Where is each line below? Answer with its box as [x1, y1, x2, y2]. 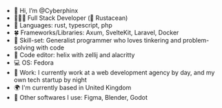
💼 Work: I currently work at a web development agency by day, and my [13, 69, 215, 76]
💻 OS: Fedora [13, 58, 54, 67]
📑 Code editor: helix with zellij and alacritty [13, 51, 135, 58]
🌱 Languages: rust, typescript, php [13, 21, 112, 29]
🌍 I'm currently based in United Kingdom [13, 83, 132, 91]
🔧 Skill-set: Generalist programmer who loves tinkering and [13, 36, 181, 44]
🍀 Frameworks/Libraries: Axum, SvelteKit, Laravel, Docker [13, 28, 179, 36]
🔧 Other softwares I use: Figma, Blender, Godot [13, 94, 148, 101]
